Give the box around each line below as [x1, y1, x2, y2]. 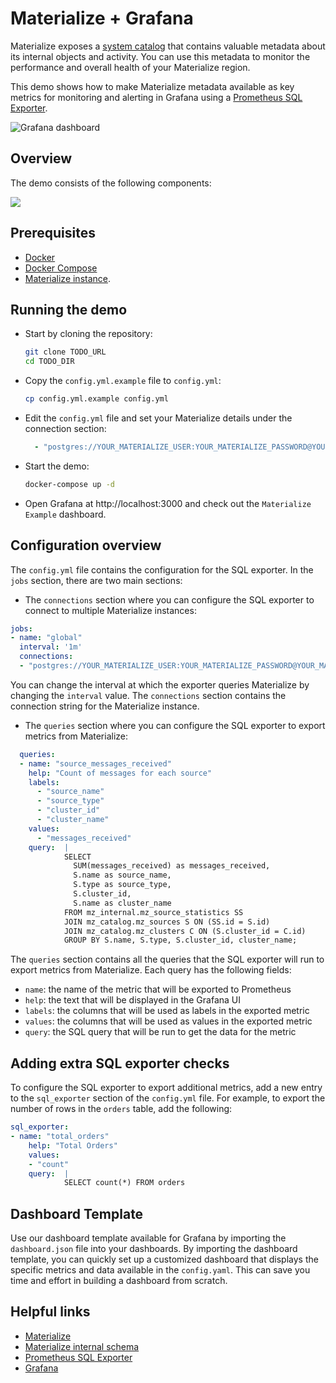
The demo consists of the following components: [10, 177, 212, 189]
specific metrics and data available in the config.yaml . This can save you [10, 1264, 311, 1276]
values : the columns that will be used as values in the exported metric [24, 1015, 313, 1027]
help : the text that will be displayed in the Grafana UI [24, 994, 242, 1006]
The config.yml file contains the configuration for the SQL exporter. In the [10, 563, 314, 576]
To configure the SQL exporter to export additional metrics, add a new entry [10, 1082, 323, 1094]
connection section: [24, 423, 107, 434]
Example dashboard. [24, 508, 107, 520]
